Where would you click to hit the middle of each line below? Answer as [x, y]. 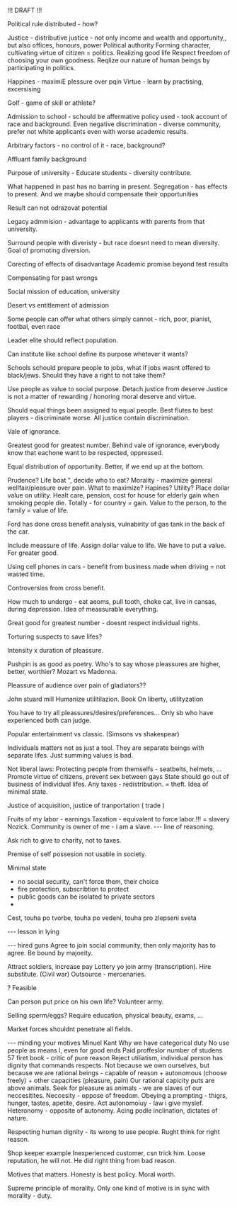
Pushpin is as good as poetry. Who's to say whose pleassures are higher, [114, 664]
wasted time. [26, 574]
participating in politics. [41, 68]
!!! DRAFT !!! [25, 10]
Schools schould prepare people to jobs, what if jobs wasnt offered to [109, 367]
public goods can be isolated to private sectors [86, 897]
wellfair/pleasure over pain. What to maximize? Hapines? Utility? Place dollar [118, 488]
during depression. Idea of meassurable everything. [83, 609]
